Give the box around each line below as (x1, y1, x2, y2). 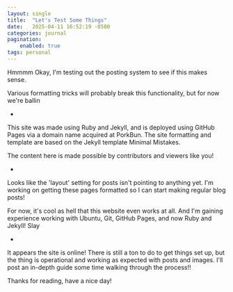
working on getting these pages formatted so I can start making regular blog (7, 186, 226, 194)
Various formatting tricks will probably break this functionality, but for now (7, 88, 220, 97)
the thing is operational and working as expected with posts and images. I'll (7, 255, 223, 264)
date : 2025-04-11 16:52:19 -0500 (7, 23, 111, 30)
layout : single (7, 10, 51, 17)
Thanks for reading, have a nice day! (7, 276, 113, 285)
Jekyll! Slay (7, 221, 40, 229)
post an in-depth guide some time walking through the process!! (7, 263, 191, 271)
